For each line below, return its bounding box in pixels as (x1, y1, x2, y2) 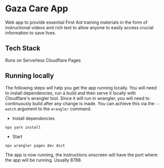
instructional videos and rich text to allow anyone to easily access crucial (5, 24, 154, 30)
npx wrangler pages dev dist (5, 143, 65, 148)
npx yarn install (5, 125, 41, 130)
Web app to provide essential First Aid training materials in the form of (5, 19, 148, 25)
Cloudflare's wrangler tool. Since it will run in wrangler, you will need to (5, 95, 150, 101)
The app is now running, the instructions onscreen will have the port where (5, 152, 158, 158)
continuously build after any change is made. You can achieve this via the (5, 100, 155, 106)
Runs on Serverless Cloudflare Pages (5, 57, 82, 63)
